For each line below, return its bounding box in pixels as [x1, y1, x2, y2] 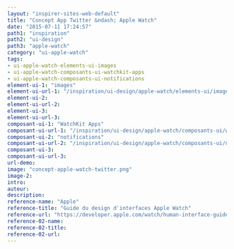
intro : [7, 179, 26, 186]
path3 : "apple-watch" [7, 43, 70, 50]
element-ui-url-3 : [7, 114, 61, 121]
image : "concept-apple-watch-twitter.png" [7, 165, 132, 173]
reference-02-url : [7, 231, 61, 238]
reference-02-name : [7, 218, 64, 225]
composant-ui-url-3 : [7, 153, 68, 160]
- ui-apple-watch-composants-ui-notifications [7, 75, 145, 82]
